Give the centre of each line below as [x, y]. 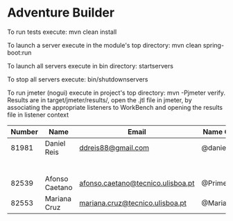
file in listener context [38, 115]
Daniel [55, 143]
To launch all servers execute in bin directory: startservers [90, 66]
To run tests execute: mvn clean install [62, 32]
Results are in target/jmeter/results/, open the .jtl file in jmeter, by [100, 100]
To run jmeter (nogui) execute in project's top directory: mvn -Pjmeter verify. [116, 93]
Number [24, 131]
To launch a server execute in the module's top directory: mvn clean [104, 45]
